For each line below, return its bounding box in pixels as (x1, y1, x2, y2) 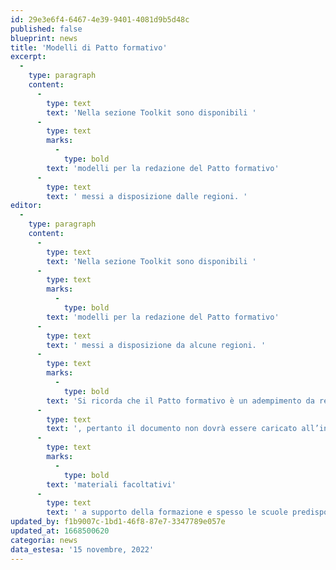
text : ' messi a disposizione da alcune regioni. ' (46, 340, 267, 350)
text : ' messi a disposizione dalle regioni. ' (46, 191, 248, 201)
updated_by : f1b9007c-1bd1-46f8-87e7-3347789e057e (10, 517, 226, 527)
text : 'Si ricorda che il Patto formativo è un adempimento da (46, 396, 315, 406)
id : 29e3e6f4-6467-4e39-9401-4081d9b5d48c (10, 14, 190, 25)
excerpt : (10, 52, 47, 62)
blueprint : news (10, 33, 78, 43)
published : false (10, 24, 83, 34)
